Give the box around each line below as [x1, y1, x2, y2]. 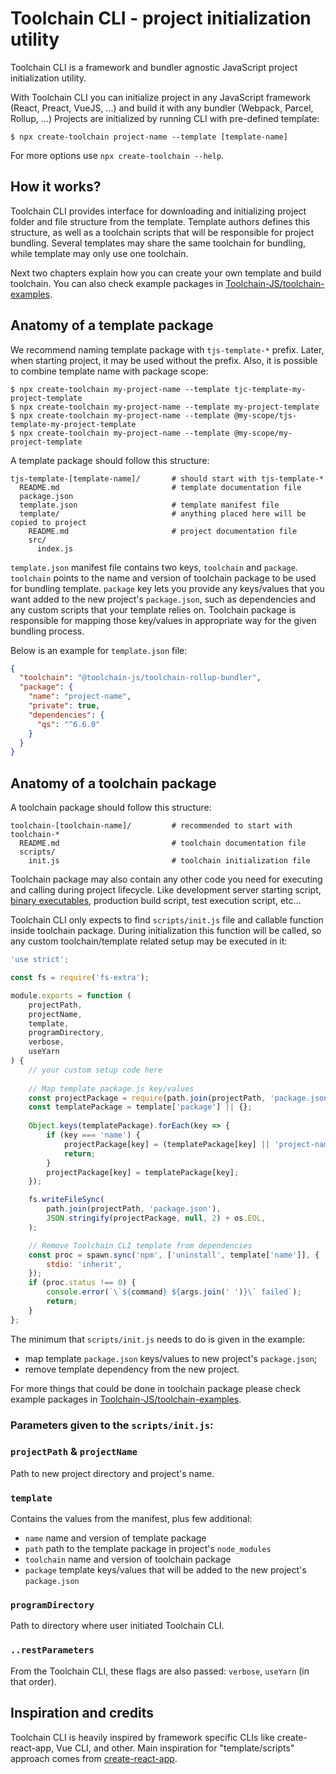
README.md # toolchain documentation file [19, 838, 307, 849]
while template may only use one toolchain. [10, 247, 189, 259]
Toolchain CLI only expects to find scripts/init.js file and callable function [10, 914, 324, 926]
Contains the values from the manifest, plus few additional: [10, 1513, 253, 1525]
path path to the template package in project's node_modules [24, 1543, 272, 1555]
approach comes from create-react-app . [10, 1752, 178, 1764]
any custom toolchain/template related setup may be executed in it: [10, 935, 288, 947]
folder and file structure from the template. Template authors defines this [10, 215, 311, 227]
